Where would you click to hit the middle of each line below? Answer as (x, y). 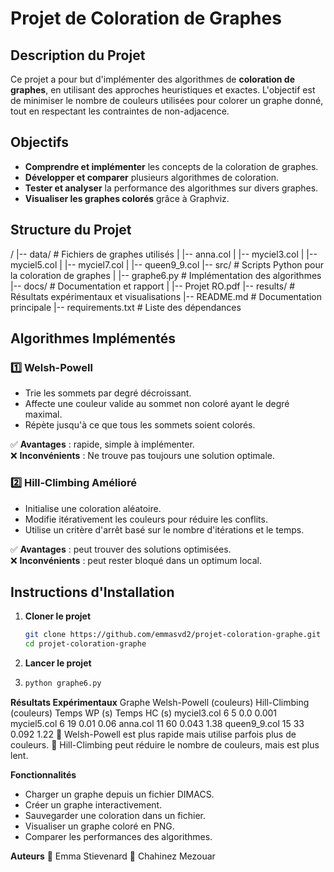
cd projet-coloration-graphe (85, 644)
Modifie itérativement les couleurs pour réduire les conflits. (146, 519)
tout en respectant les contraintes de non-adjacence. (120, 111)
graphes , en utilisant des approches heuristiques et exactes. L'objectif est (163, 90)
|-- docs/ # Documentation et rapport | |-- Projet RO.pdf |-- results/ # (153, 286)
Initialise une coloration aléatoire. (93, 508)
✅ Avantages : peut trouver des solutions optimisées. (121, 549)
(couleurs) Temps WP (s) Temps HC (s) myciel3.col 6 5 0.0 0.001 (143, 713)
